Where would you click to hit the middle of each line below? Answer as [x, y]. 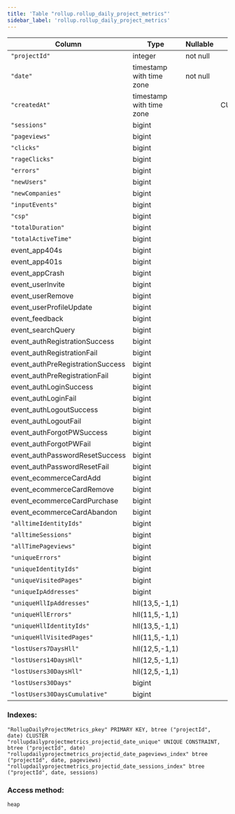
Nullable [199, 44]
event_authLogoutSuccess [55, 409]
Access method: [36, 790]
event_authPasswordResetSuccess [68, 455]
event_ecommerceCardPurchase [65, 500]
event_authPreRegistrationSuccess [68, 364]
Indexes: [22, 715]
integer [144, 55]
